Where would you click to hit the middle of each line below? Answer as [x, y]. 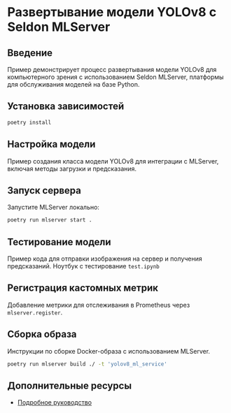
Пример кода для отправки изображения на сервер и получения [105, 259]
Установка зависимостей [66, 107]
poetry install [29, 122]
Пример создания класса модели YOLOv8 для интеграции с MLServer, [113, 161]
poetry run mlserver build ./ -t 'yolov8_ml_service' [87, 364]
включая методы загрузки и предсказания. [72, 168]
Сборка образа [42, 334]
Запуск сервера [44, 190]
